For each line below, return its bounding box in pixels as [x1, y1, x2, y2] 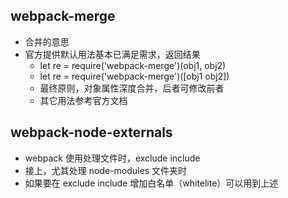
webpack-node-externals [10, 124, 173, 141]
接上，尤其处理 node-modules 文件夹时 [24, 164, 187, 176]
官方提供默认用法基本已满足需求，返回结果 [24, 48, 201, 60]
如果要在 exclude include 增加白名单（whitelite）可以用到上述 [24, 177, 279, 189]
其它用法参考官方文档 [39, 94, 128, 106]
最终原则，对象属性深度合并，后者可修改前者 [39, 82, 225, 94]
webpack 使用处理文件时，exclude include [24, 152, 201, 164]
